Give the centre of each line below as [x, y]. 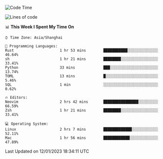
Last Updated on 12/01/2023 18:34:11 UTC [47, 151]
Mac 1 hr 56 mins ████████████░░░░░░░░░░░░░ [82, 138]
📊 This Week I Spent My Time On [40, 27]
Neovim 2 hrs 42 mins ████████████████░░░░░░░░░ [82, 102]
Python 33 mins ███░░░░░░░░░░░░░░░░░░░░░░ [82, 68]
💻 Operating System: [27, 124]
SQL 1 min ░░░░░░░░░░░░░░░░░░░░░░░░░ [82, 85]
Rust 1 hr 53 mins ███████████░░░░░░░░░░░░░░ [82, 50]
